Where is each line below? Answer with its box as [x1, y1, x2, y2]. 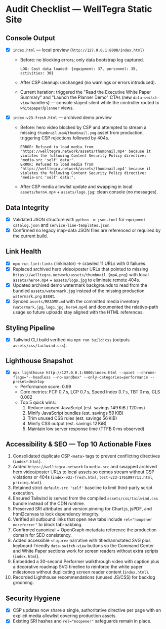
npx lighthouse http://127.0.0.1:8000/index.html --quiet [12, 370, 135, 375]
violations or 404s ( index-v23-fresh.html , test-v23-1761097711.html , [12, 474, 154, 480]
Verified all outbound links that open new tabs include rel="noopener [12, 516, 153, 522]
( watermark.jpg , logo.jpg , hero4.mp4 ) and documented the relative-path [12, 304, 159, 310]
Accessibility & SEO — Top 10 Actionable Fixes [5, 440, 152, 448]
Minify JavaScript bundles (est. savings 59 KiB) [27, 410, 124, 416]
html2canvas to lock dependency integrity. [12, 511, 100, 517]
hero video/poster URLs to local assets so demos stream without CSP [12, 469, 155, 475]
